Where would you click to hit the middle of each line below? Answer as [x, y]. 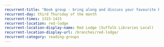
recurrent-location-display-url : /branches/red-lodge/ [62, 32]
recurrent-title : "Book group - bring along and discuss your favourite [80, 10]
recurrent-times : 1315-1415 [33, 19]
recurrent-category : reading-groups [42, 37]
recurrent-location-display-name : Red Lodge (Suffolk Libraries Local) [79, 28]
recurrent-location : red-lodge [36, 23]
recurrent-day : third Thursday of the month [51, 14]
